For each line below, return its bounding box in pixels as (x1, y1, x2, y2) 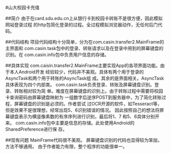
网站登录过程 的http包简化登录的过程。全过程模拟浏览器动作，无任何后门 (5, 22, 158, 28)
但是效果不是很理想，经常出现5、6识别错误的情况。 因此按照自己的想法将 (5, 107, 160, 113)
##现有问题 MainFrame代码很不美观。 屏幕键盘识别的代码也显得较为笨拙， (5, 137, 162, 143)
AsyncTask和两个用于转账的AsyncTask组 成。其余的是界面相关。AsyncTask (5, 75, 164, 81)
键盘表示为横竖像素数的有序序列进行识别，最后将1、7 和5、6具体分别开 (9, 114, 160, 119)
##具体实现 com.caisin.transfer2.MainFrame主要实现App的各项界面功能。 (5, 63, 161, 68)
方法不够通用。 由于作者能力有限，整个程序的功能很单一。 (5, 143, 128, 149)
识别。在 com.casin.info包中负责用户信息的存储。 (5, 52, 109, 58)
